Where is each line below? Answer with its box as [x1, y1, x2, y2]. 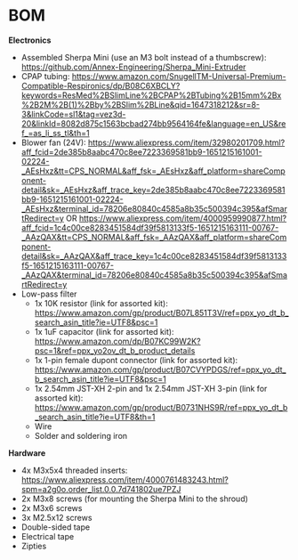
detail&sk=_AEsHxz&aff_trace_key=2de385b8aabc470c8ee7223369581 [20, 184, 286, 195]
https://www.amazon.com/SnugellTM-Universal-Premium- [71, 70, 286, 81]
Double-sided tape [20, 522, 91, 532]
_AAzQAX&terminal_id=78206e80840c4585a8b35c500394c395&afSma [20, 269, 288, 280]
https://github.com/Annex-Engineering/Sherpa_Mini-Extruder [20, 61, 246, 72]
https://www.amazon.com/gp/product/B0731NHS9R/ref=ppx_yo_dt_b [34, 402, 288, 412]
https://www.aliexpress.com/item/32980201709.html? [87, 137, 286, 148]
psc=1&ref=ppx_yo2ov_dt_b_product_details [34, 345, 196, 356]
